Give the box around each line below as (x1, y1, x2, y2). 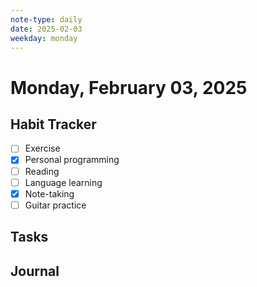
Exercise (24, 142, 61, 155)
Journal (10, 262, 60, 280)
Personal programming (24, 154, 120, 166)
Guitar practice (24, 199, 87, 211)
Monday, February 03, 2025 (10, 76, 248, 99)
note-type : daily (10, 14, 83, 25)
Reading (24, 165, 60, 177)
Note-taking (24, 187, 75, 200)
